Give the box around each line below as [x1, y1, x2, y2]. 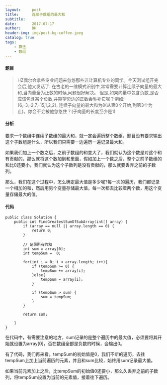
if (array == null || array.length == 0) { [23, 224, 114, 229]
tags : [5, 40, 16, 45]
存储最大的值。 [9, 191, 40, 197]
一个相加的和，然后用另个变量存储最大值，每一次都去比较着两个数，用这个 [5, 185, 158, 191]
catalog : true [5, 35, 35, 40]
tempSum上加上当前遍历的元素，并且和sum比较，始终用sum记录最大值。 [5, 358, 156, 364]
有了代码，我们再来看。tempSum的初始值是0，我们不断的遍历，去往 [5, 351, 145, 357]
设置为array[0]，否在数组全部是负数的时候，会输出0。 [13, 341, 125, 347]
